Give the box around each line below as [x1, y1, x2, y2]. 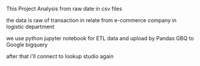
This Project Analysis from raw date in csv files [6, 5, 123, 12]
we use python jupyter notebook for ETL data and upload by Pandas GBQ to [6, 35, 194, 41]
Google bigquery [6, 41, 48, 48]
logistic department [6, 23, 55, 30]
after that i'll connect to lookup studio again [6, 53, 114, 59]
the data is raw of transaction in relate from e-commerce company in [6, 17, 177, 23]
